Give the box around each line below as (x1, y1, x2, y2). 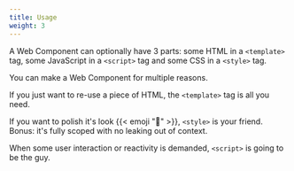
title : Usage (9, 12, 58, 22)
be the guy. (9, 152, 50, 162)
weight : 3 (9, 21, 46, 30)
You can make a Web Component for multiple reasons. (9, 72, 208, 82)
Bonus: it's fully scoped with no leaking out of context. (9, 125, 208, 136)
